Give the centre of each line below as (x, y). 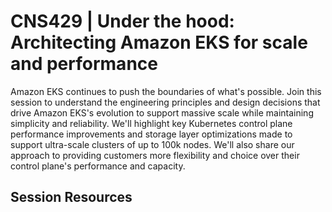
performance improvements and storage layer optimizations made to (151, 134)
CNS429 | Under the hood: (122, 21)
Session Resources (71, 197)
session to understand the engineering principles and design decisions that (165, 102)
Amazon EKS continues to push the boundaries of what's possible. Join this (166, 91)
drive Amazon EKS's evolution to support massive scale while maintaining (162, 112)
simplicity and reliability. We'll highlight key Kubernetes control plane (151, 123)
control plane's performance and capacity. (98, 166)
